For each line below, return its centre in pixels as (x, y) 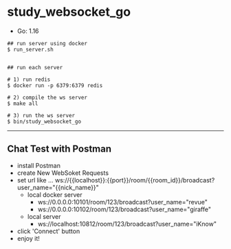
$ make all (23, 104)
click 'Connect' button (48, 231)
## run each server (35, 67)
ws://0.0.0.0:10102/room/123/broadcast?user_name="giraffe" (124, 209)
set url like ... (35, 180)
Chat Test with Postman (59, 149)
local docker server (55, 194)
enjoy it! (28, 238)
